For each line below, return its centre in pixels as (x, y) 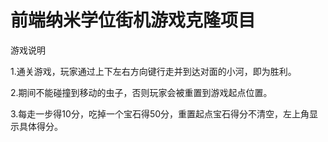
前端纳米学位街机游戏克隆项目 (133, 20)
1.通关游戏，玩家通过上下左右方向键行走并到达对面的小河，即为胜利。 (153, 71)
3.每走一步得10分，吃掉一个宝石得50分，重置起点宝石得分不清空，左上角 (160, 113)
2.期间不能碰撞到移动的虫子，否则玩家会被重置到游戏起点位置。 (141, 92)
